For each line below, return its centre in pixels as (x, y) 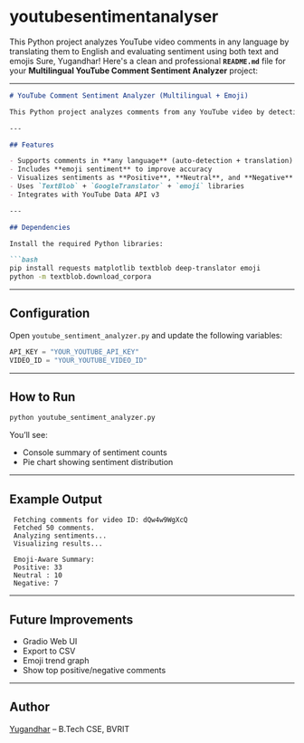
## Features (32, 145)
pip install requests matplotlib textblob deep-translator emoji (135, 269)
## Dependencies (40, 227)
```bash (24, 260)
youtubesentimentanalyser (114, 17)
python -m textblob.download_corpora (81, 277)
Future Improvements (71, 619)
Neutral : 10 (38, 576)
